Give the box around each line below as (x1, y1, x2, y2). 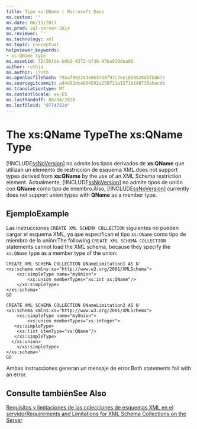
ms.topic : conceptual (6, 42, 60, 48)
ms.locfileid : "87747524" (6, 102, 70, 108)
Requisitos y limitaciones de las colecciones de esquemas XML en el (6, 404, 173, 411)
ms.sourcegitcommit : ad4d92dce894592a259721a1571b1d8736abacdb (6, 81, 166, 87)
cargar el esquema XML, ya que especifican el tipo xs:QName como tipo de (6, 230, 186, 238)
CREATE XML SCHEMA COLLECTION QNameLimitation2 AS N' (6, 303, 142, 309)
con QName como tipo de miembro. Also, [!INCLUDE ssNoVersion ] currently (6, 185, 189, 193)
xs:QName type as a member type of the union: (6, 249, 118, 257)
